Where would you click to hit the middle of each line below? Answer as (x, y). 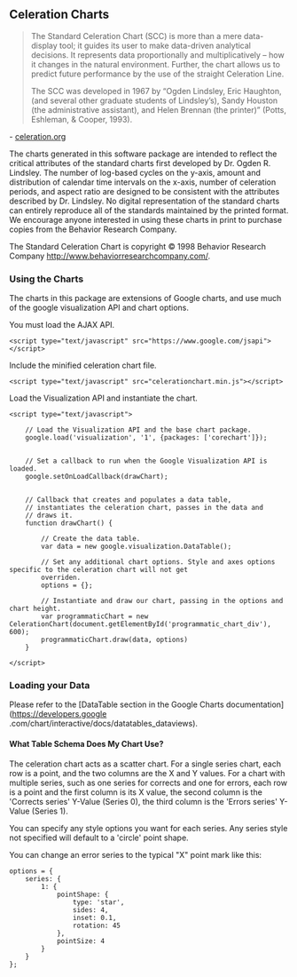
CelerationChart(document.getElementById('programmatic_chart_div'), (141, 624)
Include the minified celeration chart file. (83, 365)
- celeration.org (38, 136)
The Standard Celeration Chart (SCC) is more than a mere (136, 36)
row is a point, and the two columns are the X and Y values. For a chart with (147, 773)
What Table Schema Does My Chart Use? (86, 744)
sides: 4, (90, 909)
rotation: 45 (97, 925)
